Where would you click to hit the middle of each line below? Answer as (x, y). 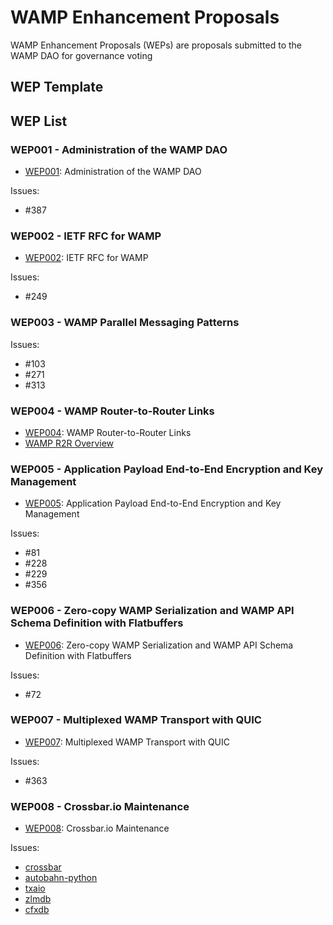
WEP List (39, 121)
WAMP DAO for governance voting (81, 55)
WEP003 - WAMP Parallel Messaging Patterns (125, 323)
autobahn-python (61, 878)
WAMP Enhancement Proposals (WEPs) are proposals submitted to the (156, 45)
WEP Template (57, 87)
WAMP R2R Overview (69, 443)
